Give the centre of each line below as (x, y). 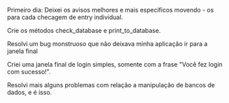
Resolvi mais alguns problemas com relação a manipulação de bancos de (111, 85)
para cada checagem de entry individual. (65, 17)
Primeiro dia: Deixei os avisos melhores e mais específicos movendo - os (111, 10)
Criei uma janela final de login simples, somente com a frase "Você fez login (115, 64)
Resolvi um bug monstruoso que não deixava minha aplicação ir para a (107, 44)
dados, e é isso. (30, 92)
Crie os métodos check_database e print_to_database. (84, 31)
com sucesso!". (29, 72)
